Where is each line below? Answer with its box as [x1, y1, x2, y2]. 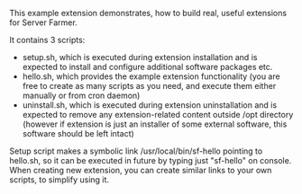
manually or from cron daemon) [22, 90, 141, 101]
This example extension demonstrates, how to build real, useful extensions [9, 8, 287, 18]
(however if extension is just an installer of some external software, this [22, 119, 288, 129]
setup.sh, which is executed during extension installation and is [22, 52, 258, 62]
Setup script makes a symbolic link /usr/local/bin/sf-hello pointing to [9, 145, 263, 156]
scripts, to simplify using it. [9, 174, 110, 185]
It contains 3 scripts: [9, 35, 86, 45]
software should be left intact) [22, 128, 135, 138]
